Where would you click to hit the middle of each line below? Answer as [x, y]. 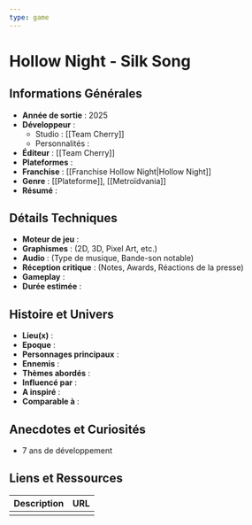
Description [39, 503]
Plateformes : [47, 162]
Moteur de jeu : [50, 239]
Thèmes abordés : [56, 374]
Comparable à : [50, 401]
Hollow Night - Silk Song [100, 61]
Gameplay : [43, 277]
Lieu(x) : [38, 336]
